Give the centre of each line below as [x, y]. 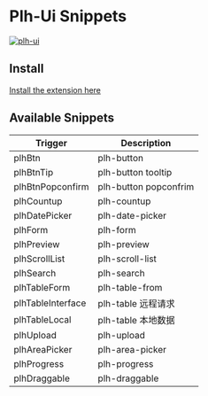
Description [146, 143]
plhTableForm [42, 287]
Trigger [51, 143]
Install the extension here [55, 89]
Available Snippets [62, 118]
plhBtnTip [34, 172]
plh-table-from [130, 287]
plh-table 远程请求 [136, 303]
